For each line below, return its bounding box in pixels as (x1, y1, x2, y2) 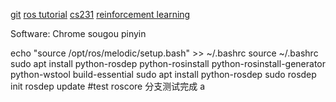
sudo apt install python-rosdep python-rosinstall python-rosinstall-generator (10, 58, 327, 69)
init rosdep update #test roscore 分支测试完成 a (10, 80, 205, 92)
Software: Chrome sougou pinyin (10, 28, 147, 39)
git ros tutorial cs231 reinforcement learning (10, 9, 191, 20)
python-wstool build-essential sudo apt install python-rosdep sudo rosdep (10, 69, 317, 80)
